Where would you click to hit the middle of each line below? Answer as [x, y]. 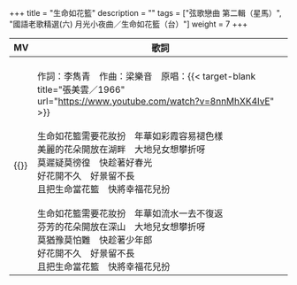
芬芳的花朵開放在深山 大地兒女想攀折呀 [121, 227]
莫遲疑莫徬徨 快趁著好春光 [95, 162]
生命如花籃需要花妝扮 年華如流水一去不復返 [130, 213]
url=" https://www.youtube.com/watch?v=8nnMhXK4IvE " [156, 101]
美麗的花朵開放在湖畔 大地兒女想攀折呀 [121, 149]
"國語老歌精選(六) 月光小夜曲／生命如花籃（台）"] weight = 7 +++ [129, 24]
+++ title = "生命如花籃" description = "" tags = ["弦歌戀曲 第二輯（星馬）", [145, 13]
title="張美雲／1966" [81, 89]
